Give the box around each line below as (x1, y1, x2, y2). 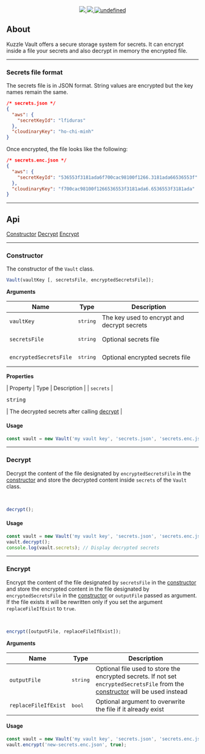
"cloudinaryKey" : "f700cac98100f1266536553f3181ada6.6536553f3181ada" (12, 185, 195, 192)
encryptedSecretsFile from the (95, 679, 184, 688)
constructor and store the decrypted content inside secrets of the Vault (6, 476, 187, 483)
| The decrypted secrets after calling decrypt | (6, 408, 123, 416)
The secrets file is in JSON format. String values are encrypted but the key (6, 82, 193, 89)
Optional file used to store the (95, 664, 181, 673)
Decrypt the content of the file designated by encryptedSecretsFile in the (6, 469, 191, 477)
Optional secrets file (101, 335, 160, 343)
